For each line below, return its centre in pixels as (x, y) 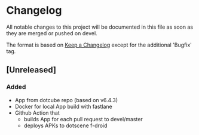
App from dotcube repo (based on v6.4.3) (66, 100)
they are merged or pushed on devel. (52, 33)
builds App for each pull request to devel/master (83, 119)
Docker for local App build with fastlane (63, 106)
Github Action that (37, 113)
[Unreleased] (31, 70)
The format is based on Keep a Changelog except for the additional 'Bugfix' (99, 45)
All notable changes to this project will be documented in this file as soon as (99, 27)
